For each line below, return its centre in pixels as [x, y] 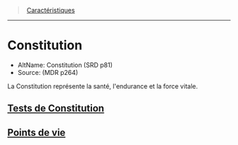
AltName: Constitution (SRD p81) [65, 65]
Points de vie [36, 133]
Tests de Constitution [56, 109]
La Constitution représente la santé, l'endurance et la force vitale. [103, 86]
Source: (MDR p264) [48, 72]
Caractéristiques [51, 10]
